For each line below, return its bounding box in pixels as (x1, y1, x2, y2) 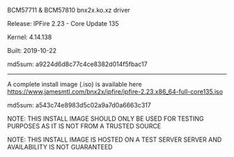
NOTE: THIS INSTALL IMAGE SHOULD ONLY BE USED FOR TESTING (7, 114, 204, 123)
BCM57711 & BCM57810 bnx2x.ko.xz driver (7, 6, 131, 14)
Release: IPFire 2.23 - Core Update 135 (7, 20, 119, 27)
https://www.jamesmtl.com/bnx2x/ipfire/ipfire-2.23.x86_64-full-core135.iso (7, 87, 224, 96)
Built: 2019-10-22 (7, 47, 57, 54)
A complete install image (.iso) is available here (7, 80, 142, 88)
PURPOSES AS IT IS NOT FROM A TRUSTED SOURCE (7, 122, 162, 130)
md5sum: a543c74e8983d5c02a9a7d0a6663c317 (7, 101, 151, 109)
